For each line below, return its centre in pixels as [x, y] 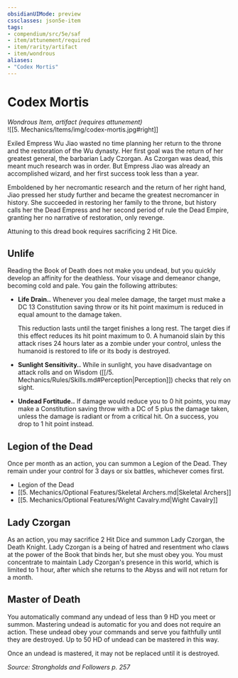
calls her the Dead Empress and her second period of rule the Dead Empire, [118, 210]
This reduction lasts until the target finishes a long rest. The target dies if [124, 329]
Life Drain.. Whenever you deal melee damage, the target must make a [121, 300]
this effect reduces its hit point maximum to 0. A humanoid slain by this [121, 336]
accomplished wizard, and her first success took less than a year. [103, 173]
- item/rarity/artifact [43, 47]
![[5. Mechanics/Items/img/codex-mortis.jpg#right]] [83, 129]
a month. [20, 577]
